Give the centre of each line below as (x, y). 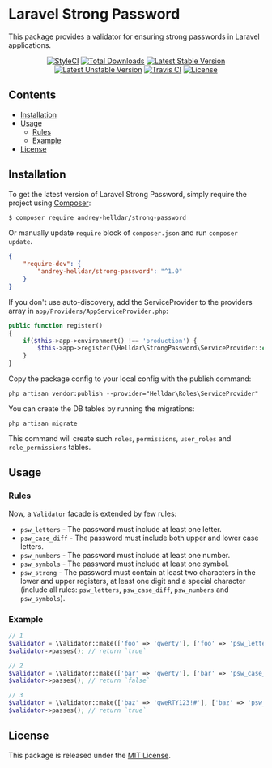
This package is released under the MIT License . (90, 755)
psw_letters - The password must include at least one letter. (121, 529)
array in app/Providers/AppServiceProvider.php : (88, 311)
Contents (32, 95)
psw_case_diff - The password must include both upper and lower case (139, 538)
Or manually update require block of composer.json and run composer (123, 233)
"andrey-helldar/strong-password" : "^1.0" (110, 272)
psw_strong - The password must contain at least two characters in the (138, 572)
